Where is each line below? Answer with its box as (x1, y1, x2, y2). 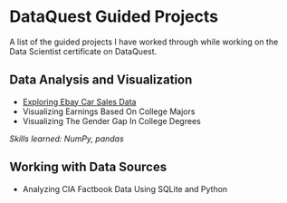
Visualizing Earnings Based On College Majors (22, 106, 196, 117)
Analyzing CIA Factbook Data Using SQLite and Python (22, 183, 228, 194)
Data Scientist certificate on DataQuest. (9, 45, 158, 56)
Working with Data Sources (9, 159, 167, 175)
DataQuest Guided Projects (9, 6, 219, 27)
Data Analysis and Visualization (9, 72, 193, 88)
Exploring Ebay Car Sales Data (22, 96, 137, 107)
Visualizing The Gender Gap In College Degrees (22, 115, 201, 126)
